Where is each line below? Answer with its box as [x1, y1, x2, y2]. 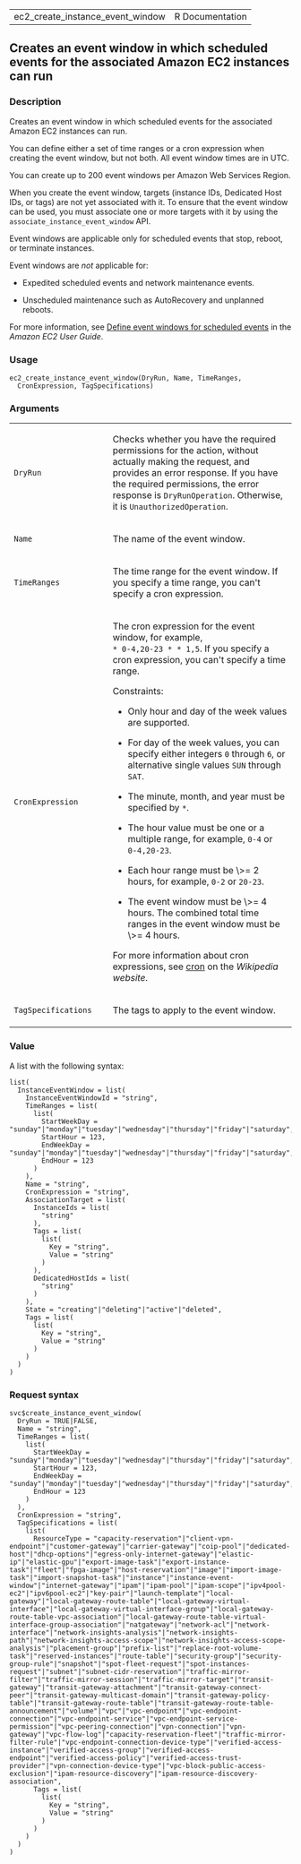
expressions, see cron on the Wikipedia [112, 960, 279, 973]
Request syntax [9, 1388, 79, 1401]
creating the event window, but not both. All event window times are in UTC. [9, 152, 289, 163]
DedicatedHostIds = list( [32, 1274, 130, 1283]
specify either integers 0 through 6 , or [127, 748, 286, 760]
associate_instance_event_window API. [9, 215, 151, 227]
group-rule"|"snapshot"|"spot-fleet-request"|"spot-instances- [9, 1659, 251, 1669]
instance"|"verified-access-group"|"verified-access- [9, 1746, 215, 1755]
